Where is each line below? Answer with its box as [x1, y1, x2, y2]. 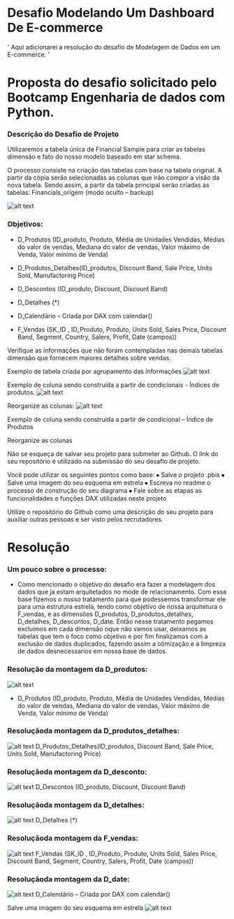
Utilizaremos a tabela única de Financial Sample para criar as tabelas [7, 145, 206, 154]
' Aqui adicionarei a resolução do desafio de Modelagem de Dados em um [7, 43, 221, 51]
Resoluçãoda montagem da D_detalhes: [7, 800, 145, 810]
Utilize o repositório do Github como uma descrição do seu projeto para [7, 508, 214, 516]
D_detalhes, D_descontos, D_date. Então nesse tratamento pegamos [17, 617, 214, 626]
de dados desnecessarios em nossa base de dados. [17, 647, 168, 656]
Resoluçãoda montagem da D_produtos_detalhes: [7, 726, 180, 736]
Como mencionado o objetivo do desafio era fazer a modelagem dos [17, 580, 215, 589]
